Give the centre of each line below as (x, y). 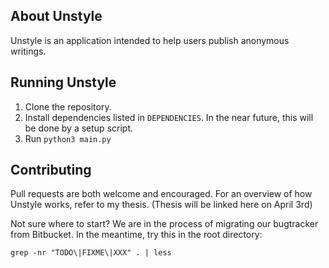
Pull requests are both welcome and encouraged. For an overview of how (161, 194)
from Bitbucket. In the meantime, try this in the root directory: (136, 235)
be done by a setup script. (79, 128)
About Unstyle (56, 16)
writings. (28, 51)
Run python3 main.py (68, 138)
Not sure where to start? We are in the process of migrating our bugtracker (164, 224)
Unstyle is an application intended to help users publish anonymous (150, 40)
